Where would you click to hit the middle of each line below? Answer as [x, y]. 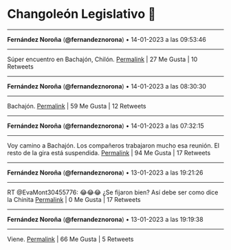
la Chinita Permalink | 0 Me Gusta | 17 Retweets [74, 199]
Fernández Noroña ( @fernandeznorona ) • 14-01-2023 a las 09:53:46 [107, 39]
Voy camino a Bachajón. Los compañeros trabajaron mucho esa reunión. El [113, 145]
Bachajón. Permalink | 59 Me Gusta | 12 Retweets [77, 106]
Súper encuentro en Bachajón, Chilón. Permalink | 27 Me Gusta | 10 [102, 59]
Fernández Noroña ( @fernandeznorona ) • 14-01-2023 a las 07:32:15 [106, 126]
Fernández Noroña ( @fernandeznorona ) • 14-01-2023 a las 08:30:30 [107, 86]
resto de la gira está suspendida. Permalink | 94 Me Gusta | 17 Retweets [109, 152]
